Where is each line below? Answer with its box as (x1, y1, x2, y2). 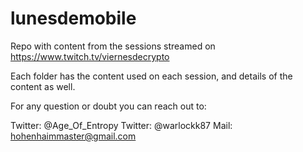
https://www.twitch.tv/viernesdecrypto (10, 50, 170, 62)
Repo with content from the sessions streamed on (10, 40, 216, 52)
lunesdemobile (10, 7, 137, 30)
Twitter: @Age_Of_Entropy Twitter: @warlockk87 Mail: (10, 119, 233, 131)
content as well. (10, 80, 76, 92)
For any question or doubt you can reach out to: (10, 100, 207, 112)
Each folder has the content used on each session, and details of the (10, 70, 293, 82)
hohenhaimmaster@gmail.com (10, 130, 137, 142)
